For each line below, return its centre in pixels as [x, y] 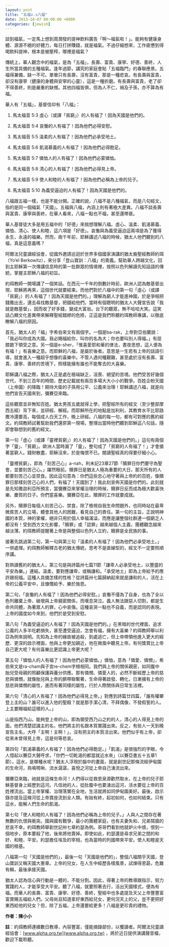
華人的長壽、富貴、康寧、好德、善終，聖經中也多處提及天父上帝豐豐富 [91, 893]
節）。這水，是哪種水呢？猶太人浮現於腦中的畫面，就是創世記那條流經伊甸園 [83, 762]
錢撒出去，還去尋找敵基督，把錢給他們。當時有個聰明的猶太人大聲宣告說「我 [84, 303]
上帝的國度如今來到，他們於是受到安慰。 [47, 614]
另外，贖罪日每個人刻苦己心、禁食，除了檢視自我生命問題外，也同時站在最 [82, 506]
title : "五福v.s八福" [26, 15]
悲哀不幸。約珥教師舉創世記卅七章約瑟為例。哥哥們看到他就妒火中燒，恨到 [82, 827]
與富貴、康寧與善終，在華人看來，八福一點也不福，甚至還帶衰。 [71, 214]
